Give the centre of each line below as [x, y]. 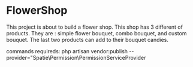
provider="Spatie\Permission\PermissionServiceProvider [76, 57]
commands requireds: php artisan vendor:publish [67, 51]
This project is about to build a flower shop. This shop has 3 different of [94, 27]
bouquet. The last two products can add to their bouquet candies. [88, 39]
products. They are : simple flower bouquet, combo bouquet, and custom [96, 33]
